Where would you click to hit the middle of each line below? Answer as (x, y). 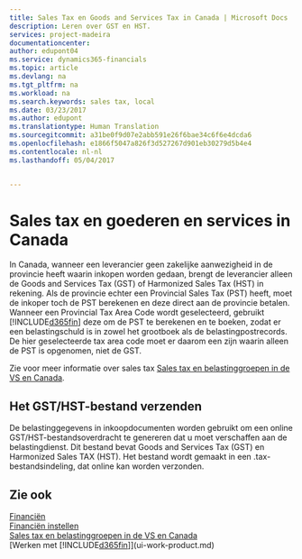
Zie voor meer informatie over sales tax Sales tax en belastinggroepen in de (150, 368)
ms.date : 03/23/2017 (48, 110)
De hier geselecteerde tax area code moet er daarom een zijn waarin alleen (149, 341)
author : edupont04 (44, 51)
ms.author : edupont (46, 118)
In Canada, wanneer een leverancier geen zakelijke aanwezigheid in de (141, 265)
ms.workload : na (40, 93)
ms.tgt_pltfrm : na (44, 85)
